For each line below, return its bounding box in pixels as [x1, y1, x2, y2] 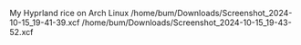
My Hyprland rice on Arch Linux [9, 8, 130, 18]
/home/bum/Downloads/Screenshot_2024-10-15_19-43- [81, 17, 292, 28]
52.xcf [9, 27, 34, 37]
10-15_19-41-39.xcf [9, 17, 80, 28]
